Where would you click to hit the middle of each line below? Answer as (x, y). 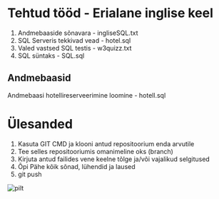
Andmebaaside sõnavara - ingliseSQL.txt (78, 33)
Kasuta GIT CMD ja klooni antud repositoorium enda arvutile (106, 143)
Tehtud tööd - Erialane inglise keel (111, 13)
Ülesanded (40, 124)
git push (30, 174)
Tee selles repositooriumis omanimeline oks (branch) (95, 151)
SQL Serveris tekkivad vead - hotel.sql (74, 40)
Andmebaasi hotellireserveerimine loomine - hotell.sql (87, 95)
